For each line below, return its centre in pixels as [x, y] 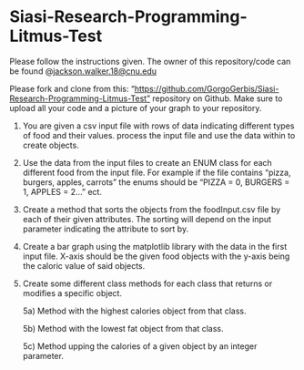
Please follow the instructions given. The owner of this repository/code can [150, 61]
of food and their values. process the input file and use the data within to [159, 135]
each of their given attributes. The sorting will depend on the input [147, 219]
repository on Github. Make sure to [217, 98]
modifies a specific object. [72, 293]
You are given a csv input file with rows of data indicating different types [158, 126]
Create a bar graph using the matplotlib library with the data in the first [155, 246]
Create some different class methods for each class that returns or [147, 283]
